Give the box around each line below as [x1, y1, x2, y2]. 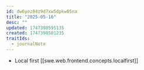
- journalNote [11, 41, 46, 47]
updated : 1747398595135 [6, 24, 65, 31]
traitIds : [6, 36, 31, 41]
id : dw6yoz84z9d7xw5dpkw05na [6, 8, 78, 15]
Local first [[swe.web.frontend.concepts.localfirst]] [14, 57, 138, 64]
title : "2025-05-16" [6, 14, 57, 20]
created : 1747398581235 [6, 30, 65, 36]
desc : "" [6, 19, 28, 25]
